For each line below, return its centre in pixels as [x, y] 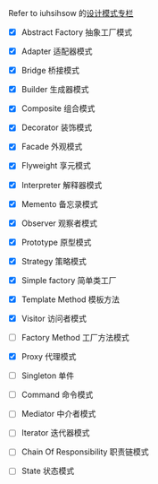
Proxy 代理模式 [49, 357]
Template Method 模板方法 [71, 299]
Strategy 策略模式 [54, 261]
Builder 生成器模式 [55, 90]
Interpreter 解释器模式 [62, 185]
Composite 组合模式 [58, 108]
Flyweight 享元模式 [56, 166]
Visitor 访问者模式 [54, 318]
